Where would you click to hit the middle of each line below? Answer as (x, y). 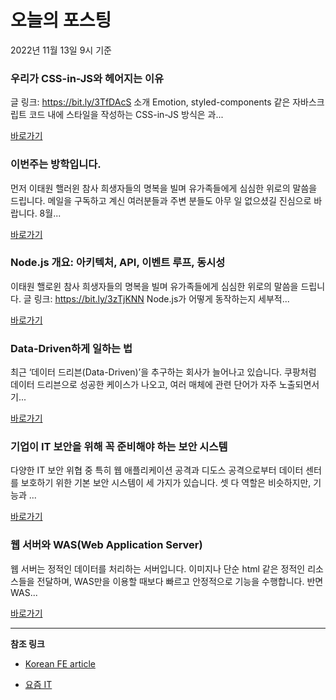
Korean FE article (60, 663)
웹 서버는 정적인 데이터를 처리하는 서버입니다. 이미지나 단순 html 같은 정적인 (158, 568)
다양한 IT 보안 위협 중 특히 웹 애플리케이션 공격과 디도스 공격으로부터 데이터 (157, 470)
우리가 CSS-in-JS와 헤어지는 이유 (87, 78)
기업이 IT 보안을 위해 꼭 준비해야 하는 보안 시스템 (119, 447)
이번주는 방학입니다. (56, 164)
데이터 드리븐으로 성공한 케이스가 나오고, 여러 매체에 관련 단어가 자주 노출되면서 (165, 385)
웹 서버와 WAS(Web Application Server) (106, 545)
